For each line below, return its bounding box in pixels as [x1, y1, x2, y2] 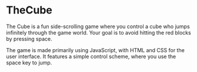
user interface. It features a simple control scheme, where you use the [6, 53, 176, 60]
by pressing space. [6, 35, 52, 42]
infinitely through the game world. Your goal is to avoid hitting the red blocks [6, 29, 191, 36]
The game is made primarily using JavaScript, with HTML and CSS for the [6, 46, 185, 53]
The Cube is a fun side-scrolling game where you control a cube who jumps [6, 23, 190, 30]
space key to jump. [6, 59, 52, 66]
